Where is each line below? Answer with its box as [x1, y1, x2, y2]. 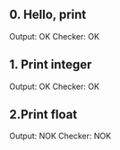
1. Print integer [9, 57, 92, 73]
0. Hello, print [9, 7, 87, 22]
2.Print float [9, 107, 78, 122]
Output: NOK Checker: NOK [9, 130, 112, 142]
